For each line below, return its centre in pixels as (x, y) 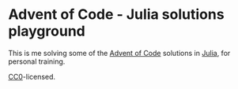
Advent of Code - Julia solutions (116, 15)
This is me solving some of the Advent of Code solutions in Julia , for (119, 53)
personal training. (37, 61)
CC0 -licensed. (32, 76)
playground (47, 31)
